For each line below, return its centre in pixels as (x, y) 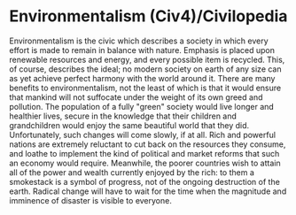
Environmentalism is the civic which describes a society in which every (139, 41)
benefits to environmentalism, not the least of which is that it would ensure (145, 88)
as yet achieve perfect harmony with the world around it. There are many (142, 78)
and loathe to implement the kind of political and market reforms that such (144, 153)
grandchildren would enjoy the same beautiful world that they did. (129, 125)
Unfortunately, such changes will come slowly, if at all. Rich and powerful (143, 134)
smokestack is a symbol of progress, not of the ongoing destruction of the (145, 181)
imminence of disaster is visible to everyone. (91, 200)
